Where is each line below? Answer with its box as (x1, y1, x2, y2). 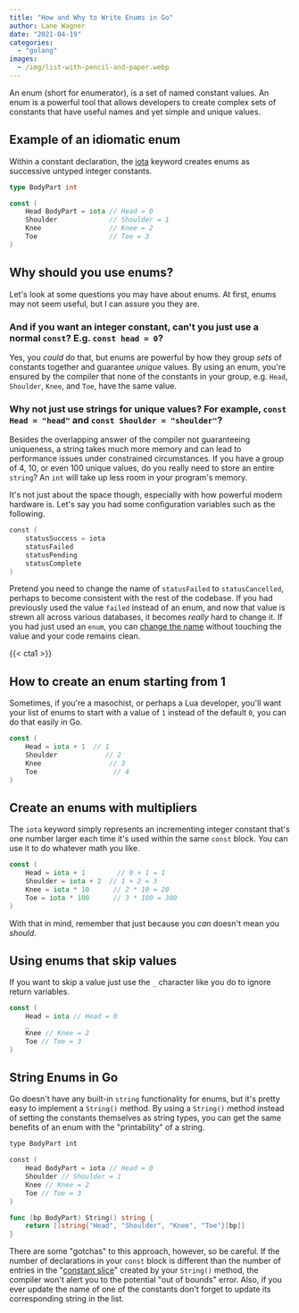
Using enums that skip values (9, 953, 177, 968)
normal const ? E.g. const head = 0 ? (9, 331, 163, 344)
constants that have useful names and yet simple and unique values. (9, 106, 262, 117)
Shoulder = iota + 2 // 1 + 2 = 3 (25, 877, 158, 886)
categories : (9, 38, 54, 47)
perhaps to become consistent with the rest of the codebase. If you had (9, 593, 273, 604)
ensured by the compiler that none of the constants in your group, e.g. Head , (9, 371, 288, 381)
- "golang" (17, 46, 58, 55)
